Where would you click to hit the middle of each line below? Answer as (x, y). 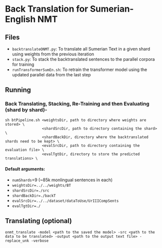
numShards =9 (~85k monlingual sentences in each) (62, 180)
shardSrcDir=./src (31, 191)
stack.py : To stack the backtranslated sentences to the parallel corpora (83, 59)
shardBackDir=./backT (34, 195)
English (20, 19)
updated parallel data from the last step (51, 75)
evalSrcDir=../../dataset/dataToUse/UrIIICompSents (65, 201)
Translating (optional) (39, 221)
